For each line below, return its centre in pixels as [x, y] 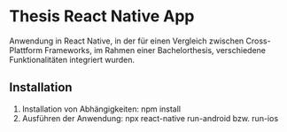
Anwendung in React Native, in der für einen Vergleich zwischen [127, 41]
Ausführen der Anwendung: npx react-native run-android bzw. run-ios [150, 118]
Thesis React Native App [102, 16]
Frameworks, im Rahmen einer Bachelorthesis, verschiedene [155, 50]
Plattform [26, 50]
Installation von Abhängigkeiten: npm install [101, 109]
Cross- [259, 41]
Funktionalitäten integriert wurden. [72, 59]
